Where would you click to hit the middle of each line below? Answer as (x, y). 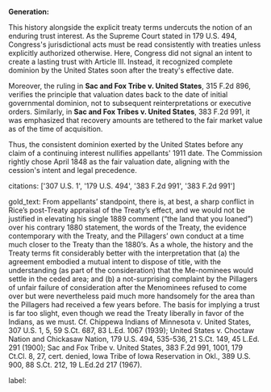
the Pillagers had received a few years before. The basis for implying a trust (134, 305)
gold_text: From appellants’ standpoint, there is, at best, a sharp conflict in (131, 202)
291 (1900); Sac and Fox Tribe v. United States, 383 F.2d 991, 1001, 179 (126, 348)
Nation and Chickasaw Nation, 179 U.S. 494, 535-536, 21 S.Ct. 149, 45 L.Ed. (134, 339)
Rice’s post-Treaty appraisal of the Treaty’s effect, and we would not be (127, 210)
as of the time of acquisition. (56, 129)
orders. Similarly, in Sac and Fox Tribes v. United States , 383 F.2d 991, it (129, 112)
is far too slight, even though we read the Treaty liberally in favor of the (126, 313)
